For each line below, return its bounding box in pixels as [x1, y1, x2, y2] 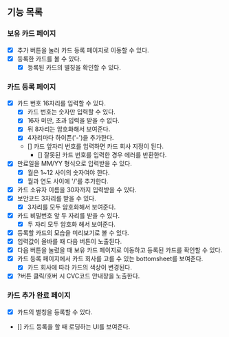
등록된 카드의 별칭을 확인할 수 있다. [27, 63, 122, 71]
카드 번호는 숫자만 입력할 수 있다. [27, 108, 116, 116]
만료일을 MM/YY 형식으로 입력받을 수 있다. [17, 159, 133, 167]
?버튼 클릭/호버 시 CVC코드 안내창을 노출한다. [17, 272, 140, 280]
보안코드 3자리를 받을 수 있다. [17, 194, 96, 202]
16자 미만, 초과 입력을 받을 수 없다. [27, 116, 120, 125]
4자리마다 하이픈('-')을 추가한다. [27, 134, 115, 142]
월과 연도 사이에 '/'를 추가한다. [27, 176, 109, 185]
